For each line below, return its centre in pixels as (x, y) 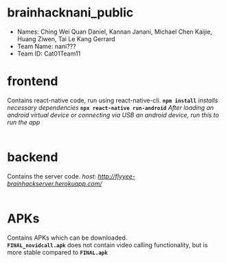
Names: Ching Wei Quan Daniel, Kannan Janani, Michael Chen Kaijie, (115, 32)
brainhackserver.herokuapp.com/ (55, 183)
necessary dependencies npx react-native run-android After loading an (111, 107)
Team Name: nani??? (47, 46)
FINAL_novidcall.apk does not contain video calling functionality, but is (108, 244)
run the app (24, 122)
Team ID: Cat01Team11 (49, 54)
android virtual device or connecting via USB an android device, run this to (113, 115)
